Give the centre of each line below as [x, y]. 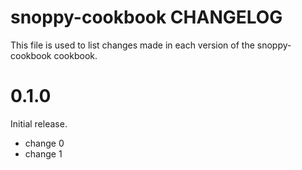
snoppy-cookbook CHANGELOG [146, 17]
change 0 [44, 143]
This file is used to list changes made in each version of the [132, 45]
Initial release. [39, 123]
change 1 [43, 153]
